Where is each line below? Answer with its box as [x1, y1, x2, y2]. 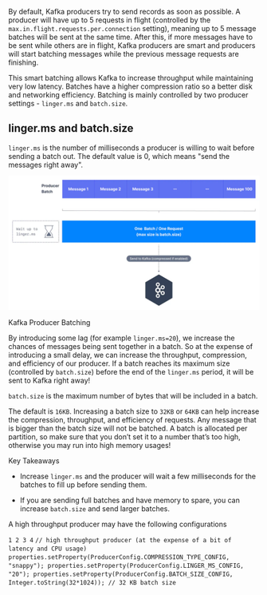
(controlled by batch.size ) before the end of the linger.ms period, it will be [8, 367, 254, 376]
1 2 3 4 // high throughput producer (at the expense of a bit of [8, 536, 232, 544]
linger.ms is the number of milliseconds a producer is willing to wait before [8, 143, 255, 153]
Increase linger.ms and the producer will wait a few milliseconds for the [19, 471, 257, 481]
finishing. [8, 58, 39, 67]
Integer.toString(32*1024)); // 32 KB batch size [8, 578, 177, 586]
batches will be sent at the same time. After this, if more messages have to [8, 32, 253, 42]
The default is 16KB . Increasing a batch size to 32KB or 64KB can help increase [8, 407, 260, 416]
